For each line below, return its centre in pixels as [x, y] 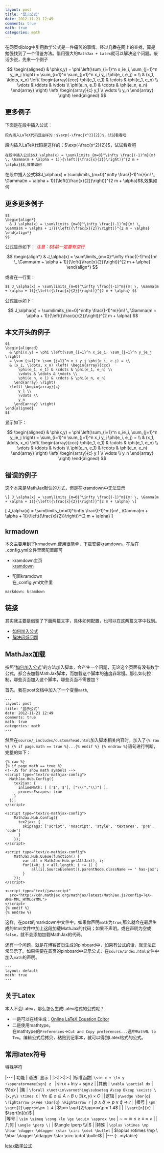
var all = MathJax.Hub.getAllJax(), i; [63, 861]
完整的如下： [18, 752]
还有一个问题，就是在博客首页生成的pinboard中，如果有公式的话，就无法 [78, 945]
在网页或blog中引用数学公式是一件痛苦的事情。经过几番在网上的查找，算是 [80, 47]
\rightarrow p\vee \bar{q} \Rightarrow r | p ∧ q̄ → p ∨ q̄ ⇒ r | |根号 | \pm [80, 1102]
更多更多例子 [24, 204]
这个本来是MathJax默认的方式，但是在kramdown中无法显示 [65, 488]
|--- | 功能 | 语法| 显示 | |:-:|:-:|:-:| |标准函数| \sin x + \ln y [65, 1078]
